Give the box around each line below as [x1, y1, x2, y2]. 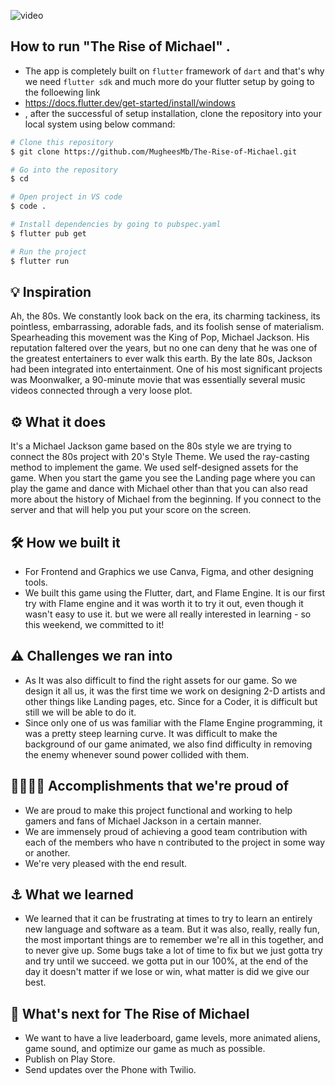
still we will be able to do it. [24, 706, 137, 718]
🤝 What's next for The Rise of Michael [10, 1005, 250, 1022]
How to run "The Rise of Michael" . [10, 38, 231, 55]
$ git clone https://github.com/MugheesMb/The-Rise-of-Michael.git [10, 146, 298, 157]
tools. [24, 576, 48, 588]
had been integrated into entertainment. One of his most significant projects [10, 363, 323, 375]
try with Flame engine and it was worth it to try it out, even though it [24, 598, 304, 609]
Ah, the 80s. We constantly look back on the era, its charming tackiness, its [10, 310, 321, 322]
